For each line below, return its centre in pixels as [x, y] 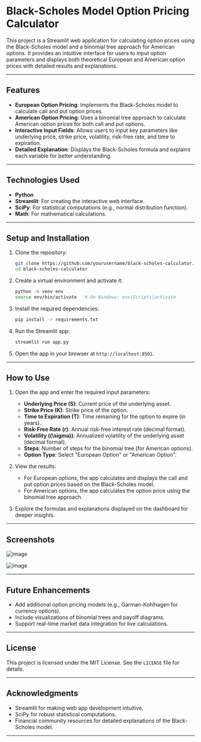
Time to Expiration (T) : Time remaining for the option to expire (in [105, 417]
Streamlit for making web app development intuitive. [79, 708]
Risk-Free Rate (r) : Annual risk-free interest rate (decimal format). [105, 429]
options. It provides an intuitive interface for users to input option [86, 53]
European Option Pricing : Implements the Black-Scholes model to [96, 105]
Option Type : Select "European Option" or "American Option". [100, 455]
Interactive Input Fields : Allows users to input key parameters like [96, 130]
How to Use [28, 378]
